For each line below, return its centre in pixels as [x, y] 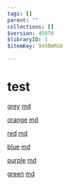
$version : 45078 [30, 33]
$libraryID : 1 [28, 40]
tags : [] [20, 14]
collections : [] [30, 27]
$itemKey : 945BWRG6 [35, 46]
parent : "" [23, 20]
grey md [19, 106]
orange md [23, 119]
